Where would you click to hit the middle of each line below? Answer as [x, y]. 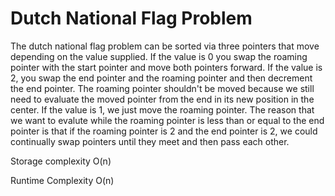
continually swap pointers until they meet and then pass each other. [150, 141]
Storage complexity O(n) [61, 161]
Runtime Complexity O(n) [62, 180]
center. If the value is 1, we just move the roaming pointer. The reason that [162, 109]
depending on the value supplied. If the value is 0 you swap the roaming [159, 56]
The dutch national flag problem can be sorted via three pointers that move [165, 46]
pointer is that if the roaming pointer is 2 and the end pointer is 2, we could [164, 131]
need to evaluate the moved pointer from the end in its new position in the [162, 99]
